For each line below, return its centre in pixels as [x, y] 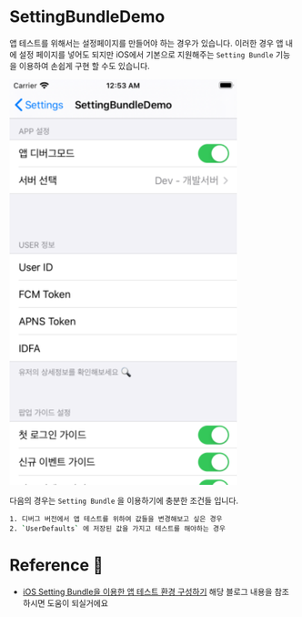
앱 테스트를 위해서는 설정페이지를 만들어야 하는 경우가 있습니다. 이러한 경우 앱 [146, 43]
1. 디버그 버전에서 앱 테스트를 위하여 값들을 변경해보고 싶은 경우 [116, 519]
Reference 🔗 [56, 565]
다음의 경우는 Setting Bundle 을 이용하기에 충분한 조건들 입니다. [124, 500]
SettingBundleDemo [87, 17]
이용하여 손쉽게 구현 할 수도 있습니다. [84, 66]
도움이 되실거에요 [78, 602]
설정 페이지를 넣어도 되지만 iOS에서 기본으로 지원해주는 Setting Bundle [146, 54]
